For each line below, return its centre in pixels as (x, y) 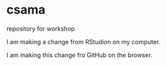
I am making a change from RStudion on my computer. (83, 42)
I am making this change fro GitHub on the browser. (79, 55)
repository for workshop (41, 29)
